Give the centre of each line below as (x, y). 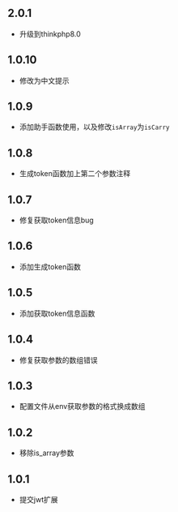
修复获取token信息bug (56, 220)
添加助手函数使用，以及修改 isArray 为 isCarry (95, 127)
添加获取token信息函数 (57, 313)
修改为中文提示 (44, 80)
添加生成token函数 (50, 266)
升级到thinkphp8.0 (50, 34)
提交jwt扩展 (38, 499)
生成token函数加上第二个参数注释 (75, 174)
